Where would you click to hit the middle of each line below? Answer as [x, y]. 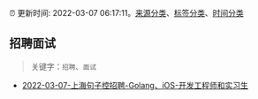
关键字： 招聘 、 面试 [64, 66]
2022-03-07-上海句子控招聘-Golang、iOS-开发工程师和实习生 [135, 85]
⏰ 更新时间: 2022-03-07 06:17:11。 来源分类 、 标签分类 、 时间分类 [127, 13]
